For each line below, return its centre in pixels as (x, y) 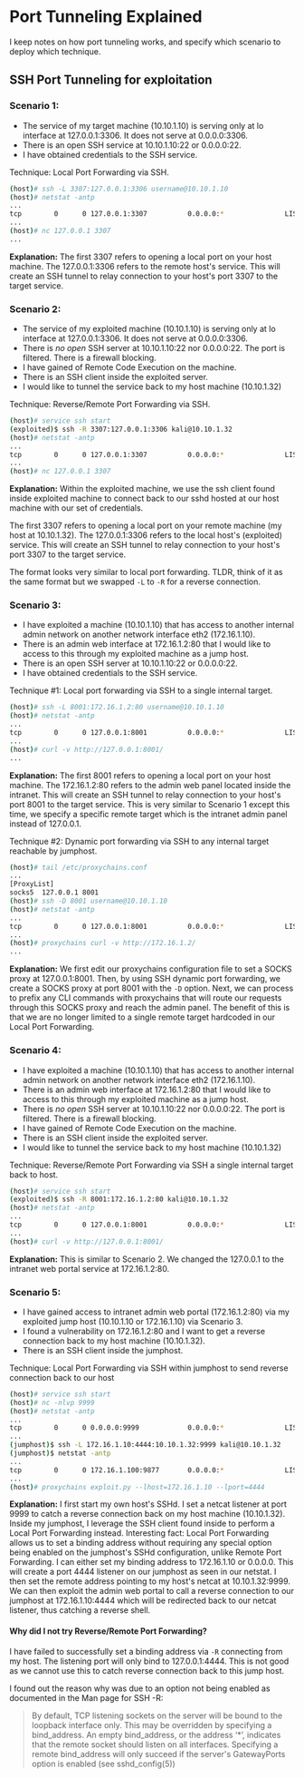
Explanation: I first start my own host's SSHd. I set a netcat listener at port (148, 1504)
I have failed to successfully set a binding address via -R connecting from (146, 1651)
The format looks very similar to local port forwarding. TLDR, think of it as (146, 572)
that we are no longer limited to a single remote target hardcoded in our (142, 1017)
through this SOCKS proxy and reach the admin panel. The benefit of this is (150, 1008)
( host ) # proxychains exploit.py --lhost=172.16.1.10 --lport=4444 (137, 1487)
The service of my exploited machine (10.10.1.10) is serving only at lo (149, 329)
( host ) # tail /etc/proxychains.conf (78, 867)
